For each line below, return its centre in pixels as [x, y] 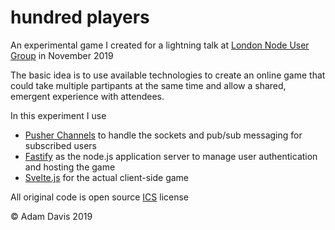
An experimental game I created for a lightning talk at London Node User [160, 45]
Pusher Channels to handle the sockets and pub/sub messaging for [163, 135]
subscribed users [60, 145]
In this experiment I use [58, 115]
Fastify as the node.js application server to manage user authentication [171, 156]
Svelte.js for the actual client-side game [107, 177]
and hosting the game [70, 167]
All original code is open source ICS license [99, 197]
